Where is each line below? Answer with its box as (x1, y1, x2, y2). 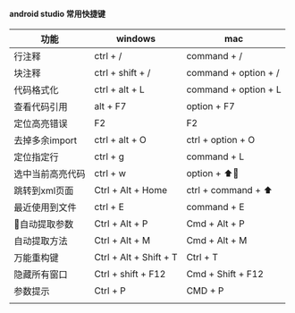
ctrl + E (94, 201, 125, 214)
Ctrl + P (94, 284, 127, 297)
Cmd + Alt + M (186, 234, 248, 247)
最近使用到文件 (13, 201, 78, 214)
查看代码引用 (13, 101, 69, 114)
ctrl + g (94, 150, 125, 163)
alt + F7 (94, 100, 127, 113)
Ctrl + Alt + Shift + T (94, 251, 178, 264)
